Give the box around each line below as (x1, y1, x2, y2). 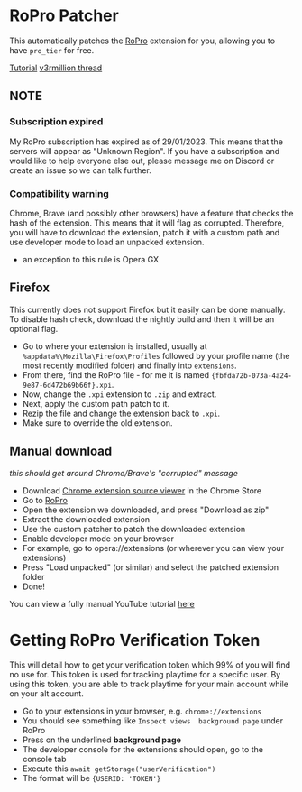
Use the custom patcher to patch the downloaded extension (22, 523, 246, 534)
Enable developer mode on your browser (22, 533, 174, 544)
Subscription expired (9, 115, 104, 128)
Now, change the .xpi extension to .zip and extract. (22, 389, 217, 400)
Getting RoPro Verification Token (9, 630, 261, 650)
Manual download (9, 444, 113, 459)
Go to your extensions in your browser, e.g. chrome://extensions (22, 705, 262, 717)
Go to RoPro (22, 494, 68, 505)
